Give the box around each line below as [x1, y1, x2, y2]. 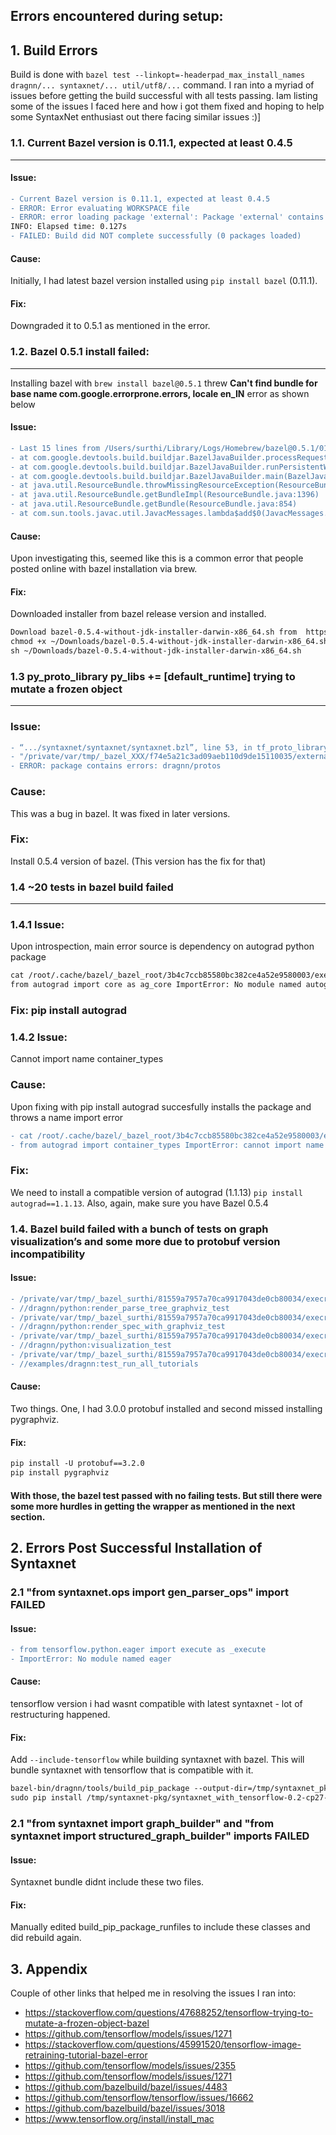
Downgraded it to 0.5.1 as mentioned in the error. [10, 320, 211, 332]
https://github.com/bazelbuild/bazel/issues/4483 [24, 2081, 228, 2093]
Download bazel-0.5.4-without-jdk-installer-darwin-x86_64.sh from [10, 627, 298, 638]
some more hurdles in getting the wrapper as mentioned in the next [10, 1500, 296, 1512]
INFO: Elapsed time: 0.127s [10, 222, 128, 232]
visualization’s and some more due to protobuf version [10, 1234, 281, 1248]
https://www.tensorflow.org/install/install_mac [24, 2113, 215, 2125]
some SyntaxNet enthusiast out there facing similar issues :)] [10, 111, 262, 123]
